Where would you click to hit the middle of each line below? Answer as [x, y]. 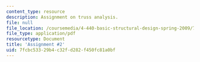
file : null [20, 22]
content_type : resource [36, 12]
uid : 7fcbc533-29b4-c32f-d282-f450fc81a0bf [61, 50]
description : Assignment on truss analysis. [62, 17]
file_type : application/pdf [41, 34]
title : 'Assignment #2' [36, 45]
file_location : [25, 28]
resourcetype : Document [36, 39]
